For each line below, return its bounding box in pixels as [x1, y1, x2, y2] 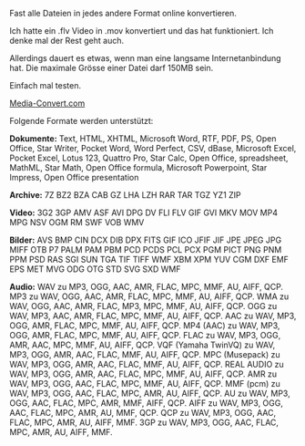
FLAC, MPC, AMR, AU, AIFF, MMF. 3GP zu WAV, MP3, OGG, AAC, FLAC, [9, 417, 280, 428]
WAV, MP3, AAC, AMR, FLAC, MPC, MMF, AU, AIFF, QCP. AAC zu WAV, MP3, [9, 310, 297, 321]
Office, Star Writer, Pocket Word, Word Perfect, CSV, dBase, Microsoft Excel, [9, 143, 297, 153]
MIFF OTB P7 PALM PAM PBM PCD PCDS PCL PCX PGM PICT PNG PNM [9, 244, 282, 254]
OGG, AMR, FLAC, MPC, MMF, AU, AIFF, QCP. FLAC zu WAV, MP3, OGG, [9, 330, 281, 340]
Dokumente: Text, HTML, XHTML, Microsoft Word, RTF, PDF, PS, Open [9, 133, 277, 144]
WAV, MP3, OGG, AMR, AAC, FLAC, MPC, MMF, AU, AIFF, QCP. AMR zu [9, 368, 278, 379]
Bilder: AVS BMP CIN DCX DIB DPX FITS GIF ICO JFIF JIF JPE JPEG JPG [9, 234, 282, 245]
